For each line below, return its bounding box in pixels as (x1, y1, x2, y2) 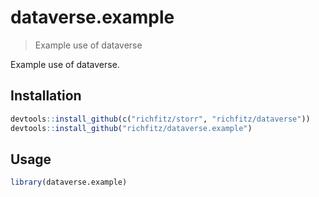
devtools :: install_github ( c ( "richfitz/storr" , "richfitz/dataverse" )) (10, 114, 311, 124)
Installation (10, 87, 82, 105)
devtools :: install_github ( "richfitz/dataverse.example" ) (10, 123, 253, 133)
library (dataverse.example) (10, 177, 128, 188)
